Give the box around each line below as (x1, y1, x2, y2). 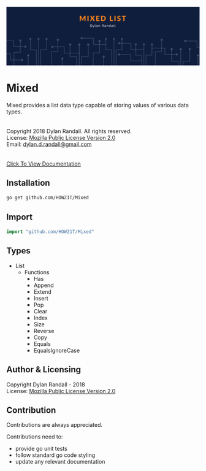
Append (33, 281, 54, 289)
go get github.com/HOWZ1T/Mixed (6, 194, 89, 201)
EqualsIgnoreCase (33, 347, 80, 354)
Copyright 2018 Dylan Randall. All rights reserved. (6, 127, 132, 135)
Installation (6, 177, 50, 188)
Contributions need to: (6, 433, 63, 440)
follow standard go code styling (15, 451, 96, 459)
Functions (24, 268, 50, 276)
